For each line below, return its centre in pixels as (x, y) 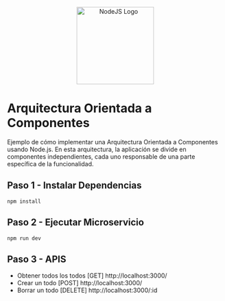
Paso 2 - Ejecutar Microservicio (75, 222)
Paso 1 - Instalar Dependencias (74, 186)
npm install (24, 201)
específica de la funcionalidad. (50, 164)
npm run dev (24, 238)
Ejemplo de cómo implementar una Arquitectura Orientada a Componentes (113, 142)
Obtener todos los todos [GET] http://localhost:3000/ (92, 276)
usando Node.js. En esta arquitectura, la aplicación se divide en (97, 149)
